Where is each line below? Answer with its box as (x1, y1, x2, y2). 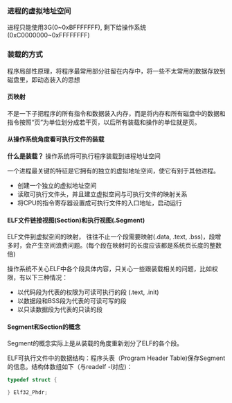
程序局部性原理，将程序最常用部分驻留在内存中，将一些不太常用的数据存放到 (7, 67, 226, 75)
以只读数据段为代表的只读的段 (17, 305, 102, 314)
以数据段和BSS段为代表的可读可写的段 (17, 297, 127, 305)
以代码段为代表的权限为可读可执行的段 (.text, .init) (17, 288, 159, 296)
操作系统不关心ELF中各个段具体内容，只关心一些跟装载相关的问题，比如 (7, 265, 213, 273)
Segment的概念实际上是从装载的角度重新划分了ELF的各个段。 (7, 339, 184, 348)
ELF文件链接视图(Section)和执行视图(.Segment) (7, 216, 145, 224)
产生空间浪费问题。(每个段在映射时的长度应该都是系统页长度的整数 (30, 241, 222, 250)
